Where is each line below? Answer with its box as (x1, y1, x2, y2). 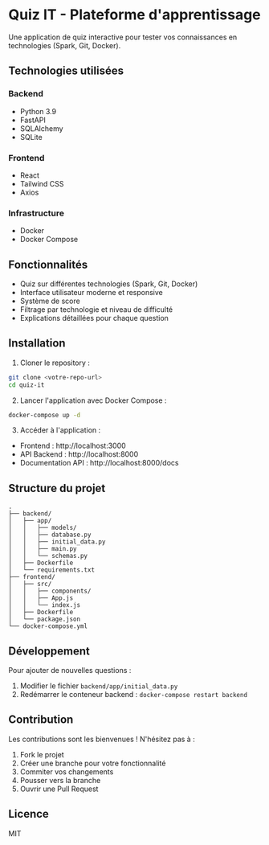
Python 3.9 (19, 106, 57, 116)
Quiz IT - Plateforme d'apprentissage (8, 6, 261, 24)
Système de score (19, 296, 80, 306)
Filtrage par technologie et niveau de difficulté (19, 305, 173, 314)
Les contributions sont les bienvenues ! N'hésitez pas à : (8, 734, 195, 744)
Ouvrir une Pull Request (19, 784, 99, 794)
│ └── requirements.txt (8, 566, 95, 574)
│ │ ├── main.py (8, 545, 78, 553)
